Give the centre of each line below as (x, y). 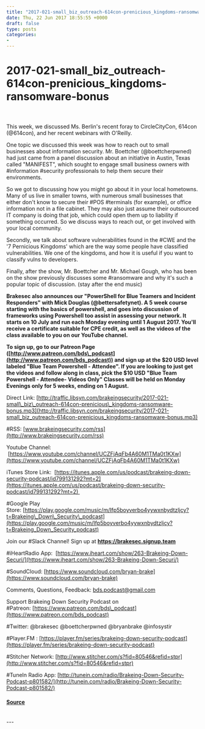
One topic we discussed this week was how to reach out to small (88, 145)
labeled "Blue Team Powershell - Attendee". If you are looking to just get (100, 366)
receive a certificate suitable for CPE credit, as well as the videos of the (99, 328)
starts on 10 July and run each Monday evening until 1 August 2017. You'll (101, 322)
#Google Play (23, 503)
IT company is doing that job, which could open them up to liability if (92, 215)
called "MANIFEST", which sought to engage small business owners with (98, 164)
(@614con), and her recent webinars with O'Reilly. (69, 133)
